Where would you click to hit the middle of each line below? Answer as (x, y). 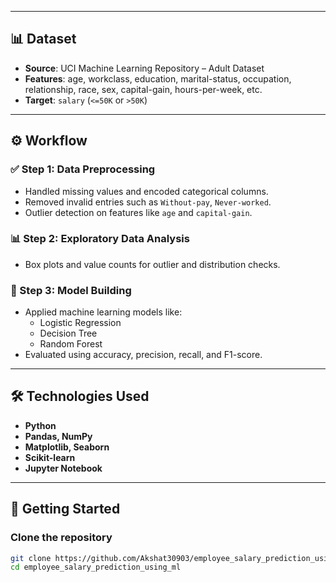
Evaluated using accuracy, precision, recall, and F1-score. (143, 355)
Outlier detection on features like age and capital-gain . (138, 212)
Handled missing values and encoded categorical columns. (146, 191)
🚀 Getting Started (65, 509)
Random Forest (71, 344)
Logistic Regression (80, 323)
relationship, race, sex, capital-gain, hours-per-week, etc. (143, 89)
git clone (31, 558)
